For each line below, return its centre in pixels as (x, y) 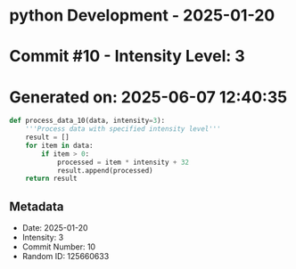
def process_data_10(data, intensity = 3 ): (87, 121)
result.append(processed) (105, 170)
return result (51, 179)
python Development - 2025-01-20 (142, 16)
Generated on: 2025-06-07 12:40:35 (148, 97)
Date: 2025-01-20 (55, 228)
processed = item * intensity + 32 (123, 162)
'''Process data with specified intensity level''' (123, 129)
